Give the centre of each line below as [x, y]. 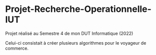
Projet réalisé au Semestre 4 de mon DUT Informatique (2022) [69, 33]
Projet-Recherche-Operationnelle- [78, 9]
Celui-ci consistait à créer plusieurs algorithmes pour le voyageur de [76, 43]
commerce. [17, 48]
